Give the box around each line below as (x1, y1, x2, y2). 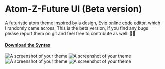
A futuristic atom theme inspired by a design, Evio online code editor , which (5, 20, 161, 26)
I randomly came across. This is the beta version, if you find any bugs (5, 25, 148, 31)
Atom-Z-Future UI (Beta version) (5, 3, 142, 15)
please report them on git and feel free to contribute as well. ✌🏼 (5, 30, 136, 36)
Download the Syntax (5, 42, 51, 48)
